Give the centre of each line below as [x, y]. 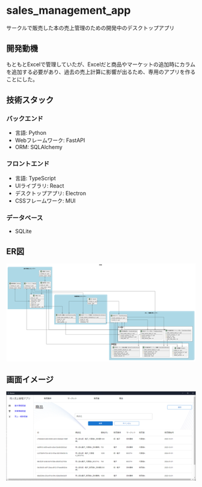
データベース [25, 218]
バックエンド [25, 119]
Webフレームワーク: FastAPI [50, 140]
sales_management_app [69, 11]
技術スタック [30, 100]
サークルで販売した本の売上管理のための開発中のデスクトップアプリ [90, 28]
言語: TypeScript [35, 178]
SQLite [23, 231]
